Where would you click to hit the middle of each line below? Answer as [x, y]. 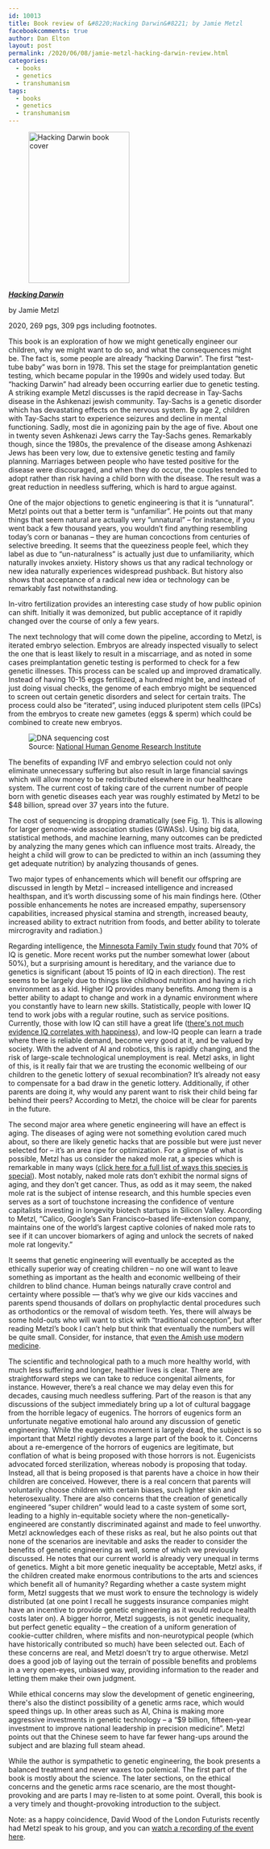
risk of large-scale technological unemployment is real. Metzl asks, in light [132, 1058]
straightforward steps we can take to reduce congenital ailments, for [122, 1378]
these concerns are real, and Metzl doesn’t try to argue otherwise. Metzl [129, 1653]
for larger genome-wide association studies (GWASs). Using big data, [124, 829]
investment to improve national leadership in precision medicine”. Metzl [127, 1728]
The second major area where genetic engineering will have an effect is [127, 1124]
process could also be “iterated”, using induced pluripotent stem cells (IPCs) [135, 705]
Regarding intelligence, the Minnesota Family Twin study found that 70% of [133, 946]
